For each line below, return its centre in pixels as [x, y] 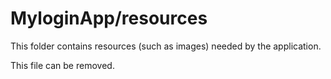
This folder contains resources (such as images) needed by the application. [166, 46]
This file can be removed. [62, 65]
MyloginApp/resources [109, 18]
